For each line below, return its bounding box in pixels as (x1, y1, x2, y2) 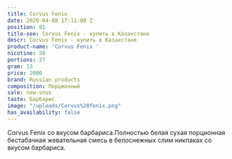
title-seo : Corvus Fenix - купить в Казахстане (7, 30, 150, 37)
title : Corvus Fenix (7, 10, 68, 18)
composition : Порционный (7, 83, 80, 90)
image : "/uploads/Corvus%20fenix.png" (7, 102, 121, 110)
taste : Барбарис (7, 96, 55, 103)
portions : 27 (7, 57, 46, 64)
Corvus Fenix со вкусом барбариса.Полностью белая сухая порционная (7, 128, 226, 136)
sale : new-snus (7, 89, 52, 96)
